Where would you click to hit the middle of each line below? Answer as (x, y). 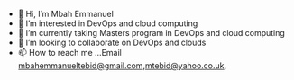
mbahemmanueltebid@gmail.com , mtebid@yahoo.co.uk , (122, 66)
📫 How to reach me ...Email (69, 53)
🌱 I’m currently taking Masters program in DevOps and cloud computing (152, 33)
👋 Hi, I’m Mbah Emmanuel (66, 14)
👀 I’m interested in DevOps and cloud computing (108, 23)
